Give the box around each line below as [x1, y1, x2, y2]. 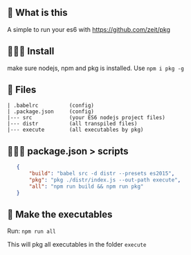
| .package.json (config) [7, 108, 95, 115]
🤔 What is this [7, 7, 68, 19]
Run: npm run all [7, 227, 57, 236]
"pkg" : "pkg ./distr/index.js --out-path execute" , [28, 177, 181, 184]
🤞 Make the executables [7, 209, 113, 220]
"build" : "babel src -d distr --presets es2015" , [28, 170, 175, 177]
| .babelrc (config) [7, 102, 95, 109]
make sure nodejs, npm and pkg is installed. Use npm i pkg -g [7, 64, 185, 72]
